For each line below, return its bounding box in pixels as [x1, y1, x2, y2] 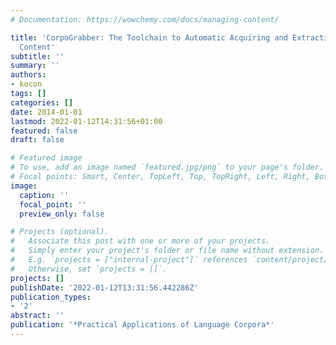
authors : [10, 70, 47, 80]
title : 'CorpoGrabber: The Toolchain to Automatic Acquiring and [10, 32, 288, 43]
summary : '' [10, 61, 60, 71]
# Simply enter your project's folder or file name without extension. [10, 246, 325, 256]
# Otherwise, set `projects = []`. [10, 264, 168, 274]
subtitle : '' [10, 51, 65, 61]
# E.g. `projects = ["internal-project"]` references [10, 255, 248, 265]
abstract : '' [10, 311, 65, 321]
